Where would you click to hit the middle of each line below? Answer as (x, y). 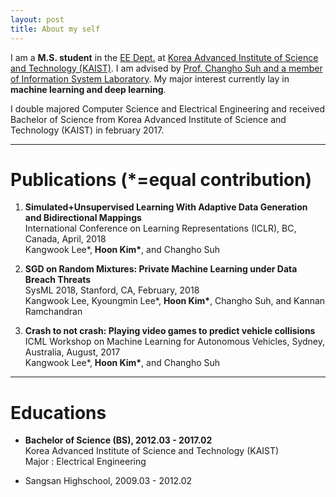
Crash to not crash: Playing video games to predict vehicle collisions (170, 331)
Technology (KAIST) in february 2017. (87, 130)
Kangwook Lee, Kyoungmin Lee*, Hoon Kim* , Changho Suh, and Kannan (175, 301)
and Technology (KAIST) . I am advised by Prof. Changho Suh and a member (166, 68)
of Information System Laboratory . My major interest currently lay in (150, 78)
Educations (58, 412)
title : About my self (55, 29)
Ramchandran (53, 312)
